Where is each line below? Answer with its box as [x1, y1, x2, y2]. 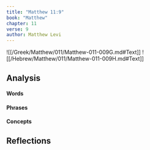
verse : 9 [6, 26, 29, 32]
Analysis [6, 73, 41, 83]
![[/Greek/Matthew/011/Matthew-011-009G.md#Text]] [6, 48, 141, 56]
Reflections [6, 135, 51, 146]
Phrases [6, 103, 28, 111]
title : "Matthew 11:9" [6, 9, 64, 15]
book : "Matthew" [6, 15, 48, 21]
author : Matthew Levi [6, 32, 62, 38]
